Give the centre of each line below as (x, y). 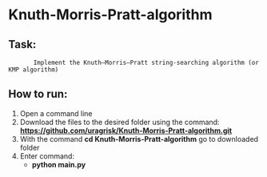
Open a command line (56, 113)
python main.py (59, 164)
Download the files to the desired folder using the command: (120, 122)
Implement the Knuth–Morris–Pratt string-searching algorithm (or (146, 62)
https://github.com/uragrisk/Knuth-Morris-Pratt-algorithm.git (126, 131)
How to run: (38, 94)
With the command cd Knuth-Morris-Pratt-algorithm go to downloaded (139, 139)
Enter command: (47, 156)
